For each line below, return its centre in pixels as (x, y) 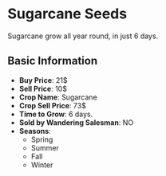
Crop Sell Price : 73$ (53, 105)
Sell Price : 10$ (43, 88)
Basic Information (53, 61)
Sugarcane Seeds (67, 14)
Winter (42, 165)
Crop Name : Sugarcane (58, 97)
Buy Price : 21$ (43, 80)
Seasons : (35, 131)
